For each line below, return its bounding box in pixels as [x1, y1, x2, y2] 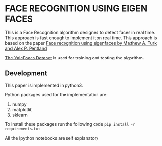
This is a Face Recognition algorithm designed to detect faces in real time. [5, 29, 156, 35]
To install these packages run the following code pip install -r [5, 121, 135, 127]
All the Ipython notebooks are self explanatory [5, 135, 99, 141]
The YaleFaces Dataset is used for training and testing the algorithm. [5, 55, 144, 60]
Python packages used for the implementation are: [5, 91, 108, 97]
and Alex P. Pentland [5, 45, 47, 51]
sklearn [12, 112, 28, 117]
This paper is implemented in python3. [5, 82, 83, 88]
